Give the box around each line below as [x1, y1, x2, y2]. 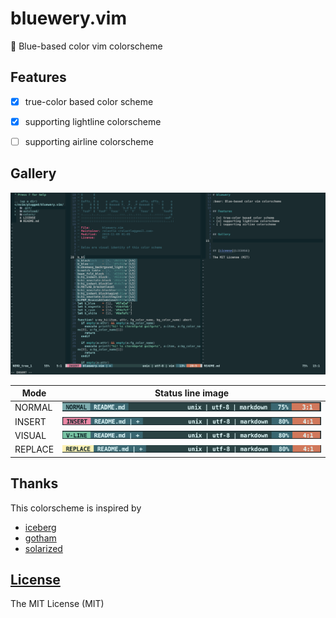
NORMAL [14, 402, 53, 414]
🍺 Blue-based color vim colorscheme [10, 40, 163, 52]
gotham [24, 532, 57, 544]
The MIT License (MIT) [10, 598, 105, 610]
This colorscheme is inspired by [10, 502, 142, 514]
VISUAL [14, 430, 47, 442]
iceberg [24, 521, 57, 533]
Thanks [10, 475, 59, 492]
